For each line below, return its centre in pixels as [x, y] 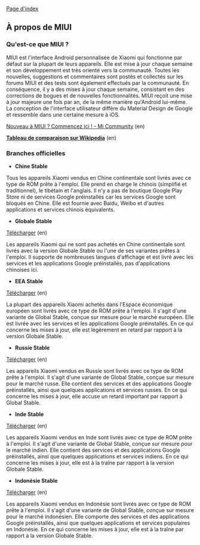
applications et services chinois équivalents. [61, 209]
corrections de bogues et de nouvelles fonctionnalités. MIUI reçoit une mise [99, 96]
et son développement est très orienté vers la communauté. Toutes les [93, 70]
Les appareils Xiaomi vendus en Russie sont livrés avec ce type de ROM [95, 371]
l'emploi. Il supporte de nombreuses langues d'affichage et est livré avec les [100, 257]
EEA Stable [29, 281]
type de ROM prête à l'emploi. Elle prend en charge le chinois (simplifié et [96, 184]
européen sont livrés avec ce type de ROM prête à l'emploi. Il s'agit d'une [96, 311]
